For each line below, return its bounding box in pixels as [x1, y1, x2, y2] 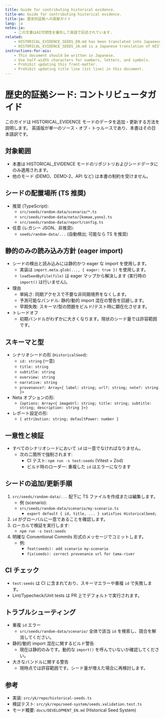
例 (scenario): [19, 500, 48, 506]
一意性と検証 [5, 431, 44, 440]
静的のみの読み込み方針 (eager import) [5, 246, 123, 255]
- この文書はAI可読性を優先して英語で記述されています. [14, 30, 113, 35]
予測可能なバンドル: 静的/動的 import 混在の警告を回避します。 [19, 298, 147, 303]
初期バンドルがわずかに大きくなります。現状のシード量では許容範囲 [19, 316, 157, 322]
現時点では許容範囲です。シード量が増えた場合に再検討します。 [19, 665, 148, 671]
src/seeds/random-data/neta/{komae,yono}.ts [19, 214, 112, 219]
